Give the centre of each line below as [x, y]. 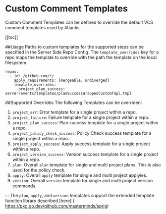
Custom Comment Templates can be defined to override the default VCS [79, 22]
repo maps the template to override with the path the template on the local [81, 57]
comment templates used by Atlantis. [43, 27]
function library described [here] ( [40, 201]
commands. [24, 186]
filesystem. [16, 62]
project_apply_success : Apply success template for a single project [81, 144]
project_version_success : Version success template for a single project [85, 154]
